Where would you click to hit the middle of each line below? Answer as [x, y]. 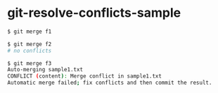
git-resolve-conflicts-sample [94, 13]
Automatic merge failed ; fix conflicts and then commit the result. [110, 83]
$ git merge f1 [30, 31]
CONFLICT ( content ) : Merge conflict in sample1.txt [84, 76]
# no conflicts [30, 50]
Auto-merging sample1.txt [45, 70]
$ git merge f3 [30, 63]
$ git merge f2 [30, 44]
